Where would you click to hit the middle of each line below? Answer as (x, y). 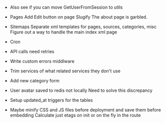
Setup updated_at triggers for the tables (51, 100)
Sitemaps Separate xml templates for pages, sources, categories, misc (83, 27)
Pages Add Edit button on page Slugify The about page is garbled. (78, 17)
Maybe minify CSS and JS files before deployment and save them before (85, 110)
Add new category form (34, 81)
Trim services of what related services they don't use (65, 71)
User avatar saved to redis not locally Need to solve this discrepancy (81, 90)
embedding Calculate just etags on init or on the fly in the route (75, 115)
